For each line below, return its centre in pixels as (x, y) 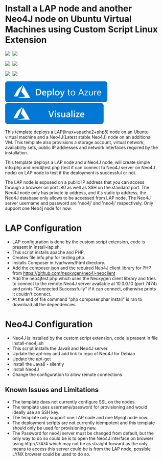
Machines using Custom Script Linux (81, 29)
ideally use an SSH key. (36, 412)
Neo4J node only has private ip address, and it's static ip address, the (76, 193)
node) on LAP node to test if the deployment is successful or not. (71, 173)
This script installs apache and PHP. (48, 252)
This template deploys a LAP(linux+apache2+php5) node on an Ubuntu (77, 132)
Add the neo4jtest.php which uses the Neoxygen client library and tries (84, 278)
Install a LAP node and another (69, 9)
